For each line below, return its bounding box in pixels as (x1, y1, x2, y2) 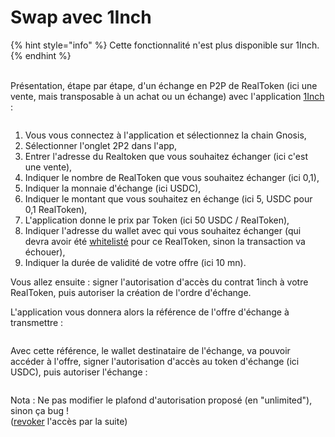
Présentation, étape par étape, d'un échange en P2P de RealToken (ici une (10, 79, 318, 91)
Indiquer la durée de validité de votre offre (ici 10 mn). (24, 256, 247, 268)
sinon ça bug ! (10, 404, 69, 416)
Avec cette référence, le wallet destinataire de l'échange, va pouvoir (10, 344, 291, 356)
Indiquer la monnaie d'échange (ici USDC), (24, 182, 202, 194)
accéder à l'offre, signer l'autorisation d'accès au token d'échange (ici (10, 355, 300, 367)
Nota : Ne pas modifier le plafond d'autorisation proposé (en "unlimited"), (10, 394, 313, 406)
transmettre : (10, 316, 64, 328)
